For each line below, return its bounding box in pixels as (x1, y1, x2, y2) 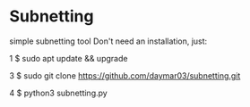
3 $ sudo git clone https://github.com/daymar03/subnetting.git (9, 70, 241, 81)
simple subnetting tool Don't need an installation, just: (9, 36, 208, 46)
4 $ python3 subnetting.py (9, 87, 108, 98)
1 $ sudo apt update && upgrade (9, 53, 128, 63)
